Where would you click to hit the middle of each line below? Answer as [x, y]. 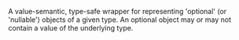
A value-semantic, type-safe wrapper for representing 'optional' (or [118, 11]
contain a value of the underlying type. [71, 28]
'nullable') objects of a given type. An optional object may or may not [120, 20]
